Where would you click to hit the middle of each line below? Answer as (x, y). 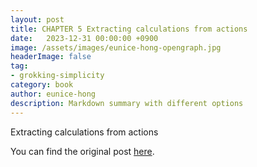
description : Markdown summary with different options (127, 103)
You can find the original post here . (82, 151)
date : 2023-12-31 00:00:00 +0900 (84, 38)
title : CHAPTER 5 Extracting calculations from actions (129, 29)
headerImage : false (51, 57)
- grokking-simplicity (57, 76)
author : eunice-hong (53, 94)
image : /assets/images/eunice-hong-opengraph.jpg (116, 47)
